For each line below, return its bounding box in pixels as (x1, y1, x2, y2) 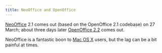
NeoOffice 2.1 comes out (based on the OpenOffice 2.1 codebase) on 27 (5, 21, 155, 27)
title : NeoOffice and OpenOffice (5, 7, 76, 13)
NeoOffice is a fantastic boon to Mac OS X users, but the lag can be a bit (5, 36, 157, 42)
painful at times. (5, 41, 39, 48)
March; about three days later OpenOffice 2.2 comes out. (5, 26, 125, 33)
